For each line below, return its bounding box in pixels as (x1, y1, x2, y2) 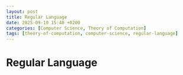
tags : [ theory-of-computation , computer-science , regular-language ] (6, 31, 178, 37)
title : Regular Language (6, 14, 67, 20)
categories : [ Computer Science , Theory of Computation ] (6, 25, 146, 31)
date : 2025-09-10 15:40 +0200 (6, 19, 81, 25)
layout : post (6, 8, 38, 15)
